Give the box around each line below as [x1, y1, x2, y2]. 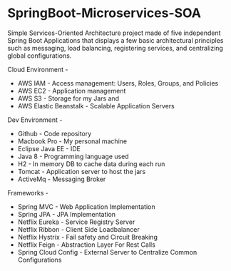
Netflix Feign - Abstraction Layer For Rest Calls [17, 240, 155, 249]
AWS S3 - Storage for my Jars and [17, 94, 120, 103]
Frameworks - [7, 188, 48, 197]
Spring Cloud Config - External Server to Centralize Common [17, 247, 197, 256]
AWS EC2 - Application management [17, 86, 126, 95]
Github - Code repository [17, 129, 92, 138]
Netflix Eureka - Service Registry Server [17, 218, 135, 226]
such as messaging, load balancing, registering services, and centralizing [7, 44, 223, 52]
